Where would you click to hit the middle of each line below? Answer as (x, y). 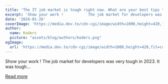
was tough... (18, 66)
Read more (16, 76)
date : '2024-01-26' (25, 19)
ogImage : (14, 42)
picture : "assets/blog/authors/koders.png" (55, 38)
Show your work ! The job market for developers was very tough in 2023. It (82, 61)
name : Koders (23, 33)
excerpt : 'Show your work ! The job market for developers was (84, 14)
